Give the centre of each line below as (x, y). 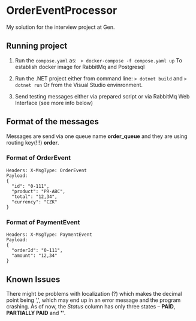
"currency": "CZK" (35, 202)
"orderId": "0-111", (37, 250)
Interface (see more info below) (54, 103)
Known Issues (33, 279)
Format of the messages (52, 121)
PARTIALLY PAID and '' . (36, 313)
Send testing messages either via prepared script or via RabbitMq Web (102, 96)
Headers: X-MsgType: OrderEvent (46, 170)
